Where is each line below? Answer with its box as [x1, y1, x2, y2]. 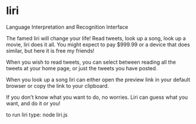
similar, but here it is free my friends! [6, 47, 95, 54]
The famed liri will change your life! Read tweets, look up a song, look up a [6, 35, 186, 42]
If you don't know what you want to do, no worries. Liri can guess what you [6, 94, 188, 101]
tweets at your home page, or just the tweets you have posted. [6, 64, 157, 71]
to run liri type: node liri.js [6, 111, 68, 118]
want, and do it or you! [6, 99, 60, 106]
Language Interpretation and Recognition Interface [6, 23, 129, 30]
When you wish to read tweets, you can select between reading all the [6, 58, 176, 66]
